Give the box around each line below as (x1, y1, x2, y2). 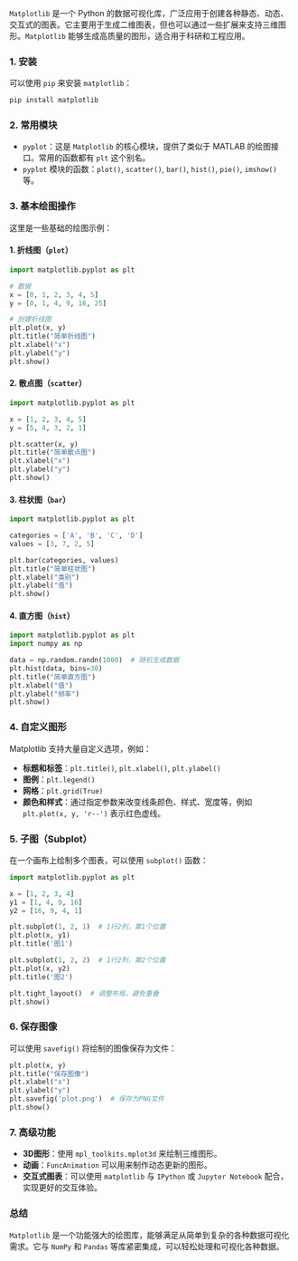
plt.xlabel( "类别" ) (9, 573, 80, 582)
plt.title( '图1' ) (9, 939, 74, 948)
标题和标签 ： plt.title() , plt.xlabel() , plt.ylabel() (22, 762, 221, 773)
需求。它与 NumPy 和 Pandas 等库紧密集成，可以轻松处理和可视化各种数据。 (9, 1240, 284, 1252)
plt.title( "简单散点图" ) (9, 448, 97, 457)
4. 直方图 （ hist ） (9, 610, 75, 621)
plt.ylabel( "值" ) (9, 581, 74, 591)
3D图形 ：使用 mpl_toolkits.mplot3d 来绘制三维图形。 (22, 1149, 223, 1160)
